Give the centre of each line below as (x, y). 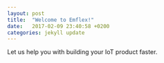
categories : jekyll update (46, 33)
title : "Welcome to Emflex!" (51, 20)
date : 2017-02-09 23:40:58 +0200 (58, 26)
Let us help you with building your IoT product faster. (82, 52)
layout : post (26, 13)
